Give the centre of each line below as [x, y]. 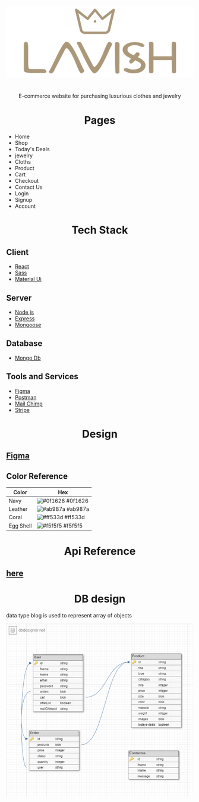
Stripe [22, 410]
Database [24, 344]
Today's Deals [32, 149]
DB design [100, 599]
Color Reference [37, 476]
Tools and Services [42, 377]
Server [19, 298]
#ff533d [75, 517]
